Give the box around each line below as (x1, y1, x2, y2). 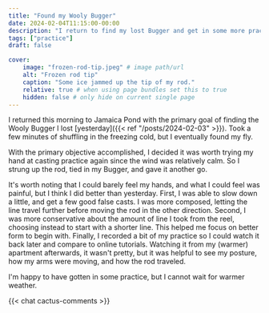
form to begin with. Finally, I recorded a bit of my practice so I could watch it (8, 231, 260, 241)
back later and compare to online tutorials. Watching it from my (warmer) (8, 239, 249, 249)
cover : (8, 56, 30, 64)
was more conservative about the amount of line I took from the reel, (8, 214, 235, 224)
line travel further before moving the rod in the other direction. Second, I (8, 206, 247, 215)
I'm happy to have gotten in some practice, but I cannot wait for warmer (8, 272, 245, 282)
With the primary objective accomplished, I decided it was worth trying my (8, 147, 254, 157)
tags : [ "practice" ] (8, 34, 74, 42)
